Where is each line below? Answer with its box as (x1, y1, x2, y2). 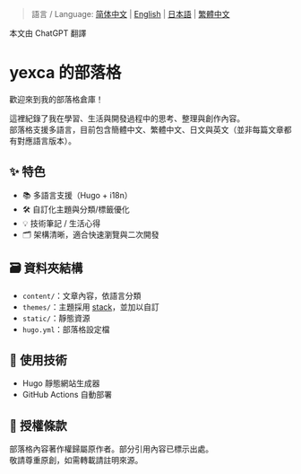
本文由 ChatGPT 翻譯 (9, 28, 87, 39)
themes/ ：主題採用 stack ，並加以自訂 (21, 301, 159, 312)
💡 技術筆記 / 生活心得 (21, 217, 101, 228)
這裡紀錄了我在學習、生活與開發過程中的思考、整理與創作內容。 (9, 112, 245, 124)
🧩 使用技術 (9, 352, 67, 367)
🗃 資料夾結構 (9, 260, 83, 276)
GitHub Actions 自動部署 (21, 390, 113, 400)
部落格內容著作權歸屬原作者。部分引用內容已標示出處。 (9, 443, 213, 454)
